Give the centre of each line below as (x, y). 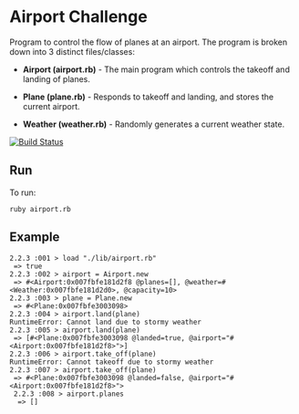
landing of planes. (57, 78)
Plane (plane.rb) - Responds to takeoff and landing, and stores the (148, 97)
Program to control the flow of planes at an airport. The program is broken (149, 42)
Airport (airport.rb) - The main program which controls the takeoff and (156, 69)
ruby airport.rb (40, 209)
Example (35, 238)
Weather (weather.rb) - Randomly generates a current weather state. (154, 124)
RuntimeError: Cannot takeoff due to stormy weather (112, 362)
